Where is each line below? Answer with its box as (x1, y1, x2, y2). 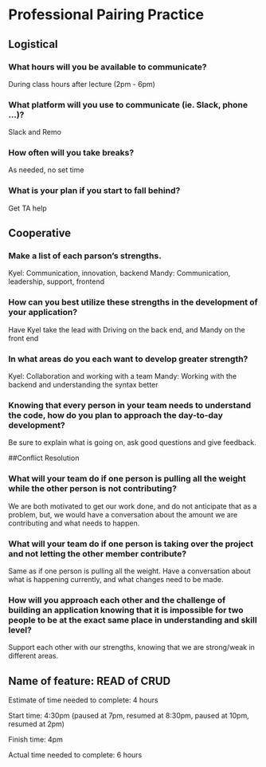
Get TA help (8, 203, 47, 213)
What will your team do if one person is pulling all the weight (8, 473, 246, 484)
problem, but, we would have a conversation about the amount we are (8, 509, 238, 519)
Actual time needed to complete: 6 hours (8, 750, 143, 760)
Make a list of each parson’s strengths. (8, 250, 162, 262)
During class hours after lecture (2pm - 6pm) (8, 79, 155, 88)
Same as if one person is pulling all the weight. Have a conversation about (8, 566, 251, 576)
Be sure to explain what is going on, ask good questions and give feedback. (8, 438, 256, 447)
